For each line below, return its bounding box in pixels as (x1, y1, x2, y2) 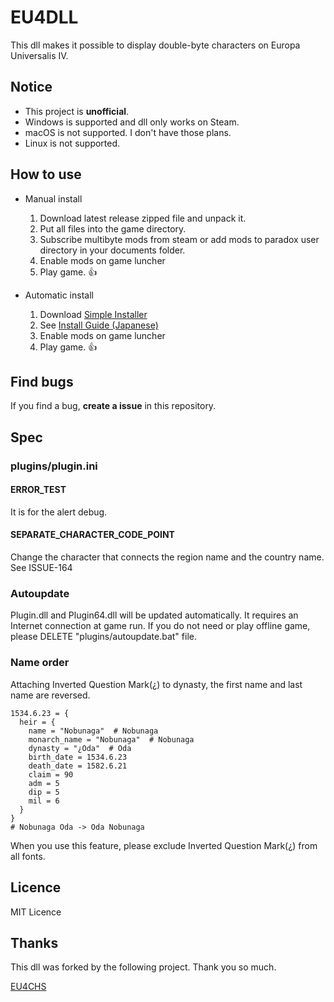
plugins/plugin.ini (10, 459, 98, 473)
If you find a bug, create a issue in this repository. (10, 400, 217, 412)
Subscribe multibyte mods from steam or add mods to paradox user (39, 233, 320, 245)
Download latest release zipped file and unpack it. (39, 212, 247, 224)
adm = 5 (28, 778, 60, 788)
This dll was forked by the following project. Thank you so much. (10, 961, 277, 973)
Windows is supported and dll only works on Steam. (24, 116, 240, 128)
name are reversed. (10, 689, 91, 701)
